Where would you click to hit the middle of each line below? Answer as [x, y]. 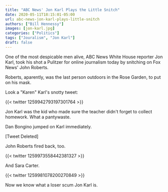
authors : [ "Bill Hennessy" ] [35, 24]
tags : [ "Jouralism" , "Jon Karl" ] [40, 38]
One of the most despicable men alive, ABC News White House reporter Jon [84, 57]
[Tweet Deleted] [22, 136]
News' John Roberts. [27, 67]
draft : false [19, 43]
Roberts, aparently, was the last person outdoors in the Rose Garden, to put [83, 77]
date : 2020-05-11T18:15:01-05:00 [40, 15]
